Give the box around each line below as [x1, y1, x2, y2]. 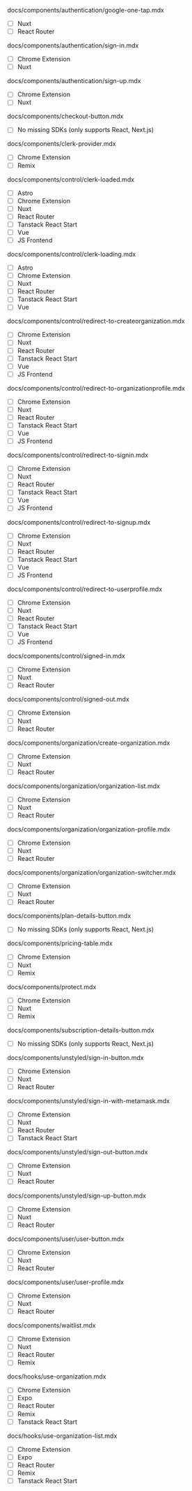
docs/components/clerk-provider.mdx [7, 140, 116, 148]
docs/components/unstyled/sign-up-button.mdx [7, 1191, 146, 1200]
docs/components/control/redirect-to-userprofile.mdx [7, 585, 163, 593]
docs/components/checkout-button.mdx [7, 112, 124, 121]
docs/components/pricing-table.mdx [7, 939, 113, 947]
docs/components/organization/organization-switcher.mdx [7, 868, 176, 877]
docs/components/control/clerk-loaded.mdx [7, 175, 134, 184]
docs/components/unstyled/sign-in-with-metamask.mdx [7, 1097, 170, 1105]
